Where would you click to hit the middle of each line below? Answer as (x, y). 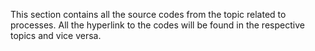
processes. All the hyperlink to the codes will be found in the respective (157, 25)
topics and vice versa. (56, 35)
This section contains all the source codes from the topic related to (148, 14)
